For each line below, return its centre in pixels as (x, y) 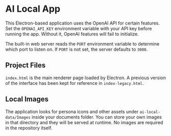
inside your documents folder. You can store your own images (97, 117)
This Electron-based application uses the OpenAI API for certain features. (82, 23)
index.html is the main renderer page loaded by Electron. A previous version (86, 78)
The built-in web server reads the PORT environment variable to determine (82, 43)
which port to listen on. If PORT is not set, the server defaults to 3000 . (77, 49)
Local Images (27, 99)
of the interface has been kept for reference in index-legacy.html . (75, 83)
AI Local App (33, 9)
